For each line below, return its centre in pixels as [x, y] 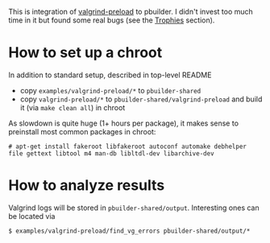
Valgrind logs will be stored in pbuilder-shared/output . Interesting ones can [134, 208]
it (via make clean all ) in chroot [73, 107]
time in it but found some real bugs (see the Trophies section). [112, 20]
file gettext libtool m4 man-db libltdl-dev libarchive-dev [112, 153]
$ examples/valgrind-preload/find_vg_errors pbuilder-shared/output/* [129, 231]
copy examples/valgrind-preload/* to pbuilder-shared [110, 90]
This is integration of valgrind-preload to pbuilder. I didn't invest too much [131, 12]
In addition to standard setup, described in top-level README [110, 75]
